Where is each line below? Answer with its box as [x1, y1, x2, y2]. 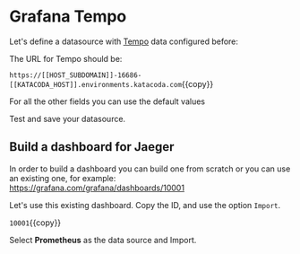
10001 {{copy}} [9, 217, 62, 228]
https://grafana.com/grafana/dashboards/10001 [9, 182, 185, 193]
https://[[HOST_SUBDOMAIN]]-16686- [9, 70, 142, 80]
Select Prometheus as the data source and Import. [9, 234, 197, 245]
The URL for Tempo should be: [9, 53, 123, 64]
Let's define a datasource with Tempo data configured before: [9, 36, 239, 47]
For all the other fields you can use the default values [9, 96, 206, 107]
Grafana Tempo [9, 6, 127, 27]
